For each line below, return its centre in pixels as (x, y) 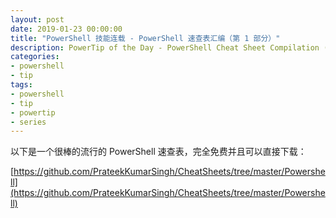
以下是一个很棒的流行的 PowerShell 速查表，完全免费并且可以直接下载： (158, 152)
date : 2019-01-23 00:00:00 (66, 29)
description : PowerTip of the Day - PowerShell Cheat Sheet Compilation (165, 47)
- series (28, 122)
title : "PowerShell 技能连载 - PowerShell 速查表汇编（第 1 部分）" (145, 38)
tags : (21, 85)
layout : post (37, 19)
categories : (35, 57)
